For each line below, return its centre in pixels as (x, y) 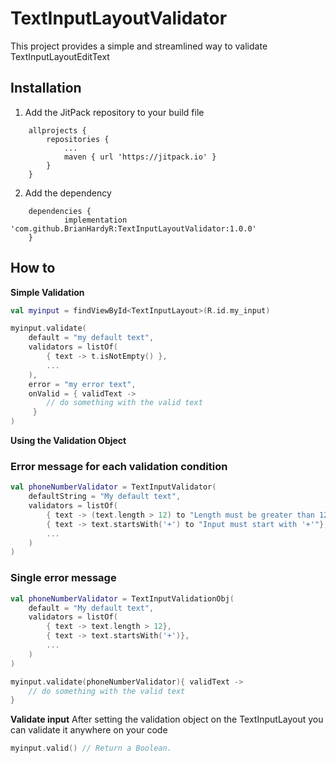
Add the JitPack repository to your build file (114, 112)
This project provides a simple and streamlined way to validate (139, 46)
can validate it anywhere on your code (89, 730)
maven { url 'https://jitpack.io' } (140, 157)
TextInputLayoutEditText (60, 56)
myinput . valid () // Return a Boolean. (91, 748)
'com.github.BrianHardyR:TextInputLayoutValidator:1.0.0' (133, 228)
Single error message (63, 578)
